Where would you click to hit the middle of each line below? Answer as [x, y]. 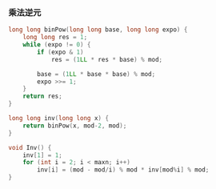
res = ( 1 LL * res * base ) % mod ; [106, 59]
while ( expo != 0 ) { [57, 45]
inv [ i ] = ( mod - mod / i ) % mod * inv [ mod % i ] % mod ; [123, 170]
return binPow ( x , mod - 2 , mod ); [75, 126]
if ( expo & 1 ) [60, 52]
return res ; [42, 97]
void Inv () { [30, 147]
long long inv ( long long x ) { [59, 119]
